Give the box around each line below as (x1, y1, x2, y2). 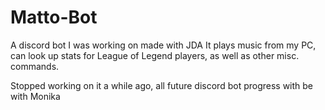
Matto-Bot (10, 6, 98, 29)
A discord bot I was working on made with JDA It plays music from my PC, (10, 39, 317, 51)
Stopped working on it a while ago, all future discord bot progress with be (10, 79, 314, 91)
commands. (10, 60, 60, 72)
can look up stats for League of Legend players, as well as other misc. (10, 49, 300, 61)
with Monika (10, 90, 61, 102)
